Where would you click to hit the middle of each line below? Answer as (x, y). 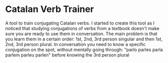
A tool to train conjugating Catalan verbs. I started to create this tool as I (80, 23)
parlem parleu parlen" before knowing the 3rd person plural (67, 55)
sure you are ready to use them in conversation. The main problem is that (81, 33)
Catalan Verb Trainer (50, 9)
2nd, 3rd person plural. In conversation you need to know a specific (76, 44)
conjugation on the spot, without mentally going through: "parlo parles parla (84, 49)
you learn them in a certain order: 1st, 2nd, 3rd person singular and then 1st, (84, 39)
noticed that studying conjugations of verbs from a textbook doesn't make (82, 28)
